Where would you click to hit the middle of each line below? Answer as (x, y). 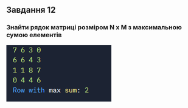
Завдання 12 (31, 10)
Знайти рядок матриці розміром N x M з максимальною (94, 27)
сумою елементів (34, 35)
